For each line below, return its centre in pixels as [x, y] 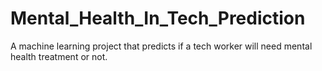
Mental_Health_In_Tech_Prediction [158, 18]
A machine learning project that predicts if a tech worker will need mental [161, 46]
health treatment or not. [59, 56]
